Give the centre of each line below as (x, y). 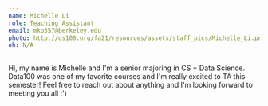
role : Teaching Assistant (51, 23)
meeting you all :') (38, 93)
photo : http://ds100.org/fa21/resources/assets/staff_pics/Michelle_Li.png (137, 38)
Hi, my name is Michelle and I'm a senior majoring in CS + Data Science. (127, 68)
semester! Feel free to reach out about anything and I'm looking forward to (131, 85)
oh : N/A (21, 45)
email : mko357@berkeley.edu (55, 30)
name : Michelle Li (39, 16)
